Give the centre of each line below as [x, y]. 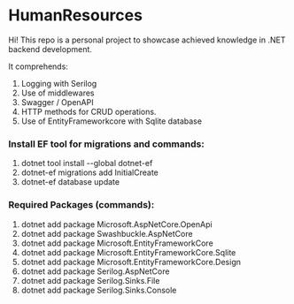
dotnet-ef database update [70, 182]
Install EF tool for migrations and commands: [106, 144]
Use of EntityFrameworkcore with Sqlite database [112, 121]
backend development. [50, 49]
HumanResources [76, 15]
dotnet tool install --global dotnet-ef [87, 163]
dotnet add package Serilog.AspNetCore [95, 271]
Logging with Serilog [59, 83]
